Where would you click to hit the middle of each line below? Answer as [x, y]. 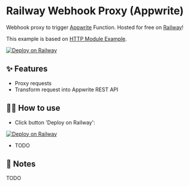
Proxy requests [33, 83]
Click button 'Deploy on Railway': [55, 122]
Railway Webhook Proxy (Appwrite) [95, 11]
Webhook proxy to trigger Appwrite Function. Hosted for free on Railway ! [95, 27]
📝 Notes [21, 164]
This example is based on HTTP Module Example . [66, 39]
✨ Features [27, 69]
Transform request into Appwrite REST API [66, 89]
